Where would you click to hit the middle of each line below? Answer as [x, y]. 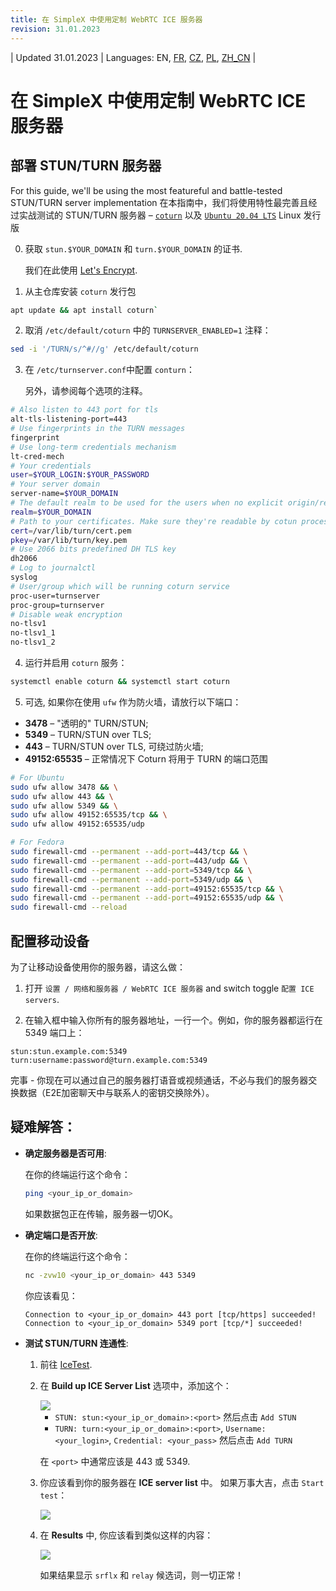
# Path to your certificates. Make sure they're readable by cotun [154, 521]
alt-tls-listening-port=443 [69, 419]
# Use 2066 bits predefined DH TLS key [93, 549]
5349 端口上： [54, 1032]
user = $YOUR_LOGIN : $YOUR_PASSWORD [80, 475]
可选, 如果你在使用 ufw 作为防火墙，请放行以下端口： [133, 702]
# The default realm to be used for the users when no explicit [147, 503]
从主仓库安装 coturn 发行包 [80, 291]
